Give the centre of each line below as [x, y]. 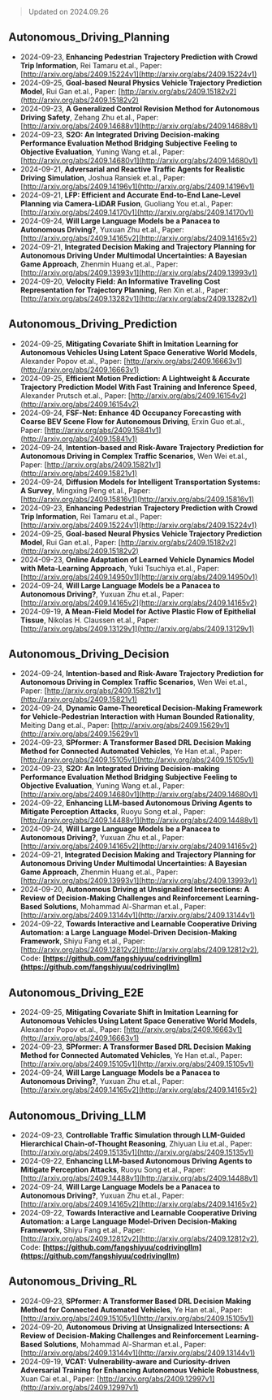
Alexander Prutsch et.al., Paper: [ [76, 395]
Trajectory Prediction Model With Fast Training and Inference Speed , [138, 387]
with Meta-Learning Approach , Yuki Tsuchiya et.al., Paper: [119, 568]
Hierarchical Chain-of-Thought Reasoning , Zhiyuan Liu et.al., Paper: [136, 1144]
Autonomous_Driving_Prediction [93, 324]
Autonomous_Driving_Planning [89, 37]
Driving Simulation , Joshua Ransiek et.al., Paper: [102, 177]
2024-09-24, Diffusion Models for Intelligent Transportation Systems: [140, 482]
